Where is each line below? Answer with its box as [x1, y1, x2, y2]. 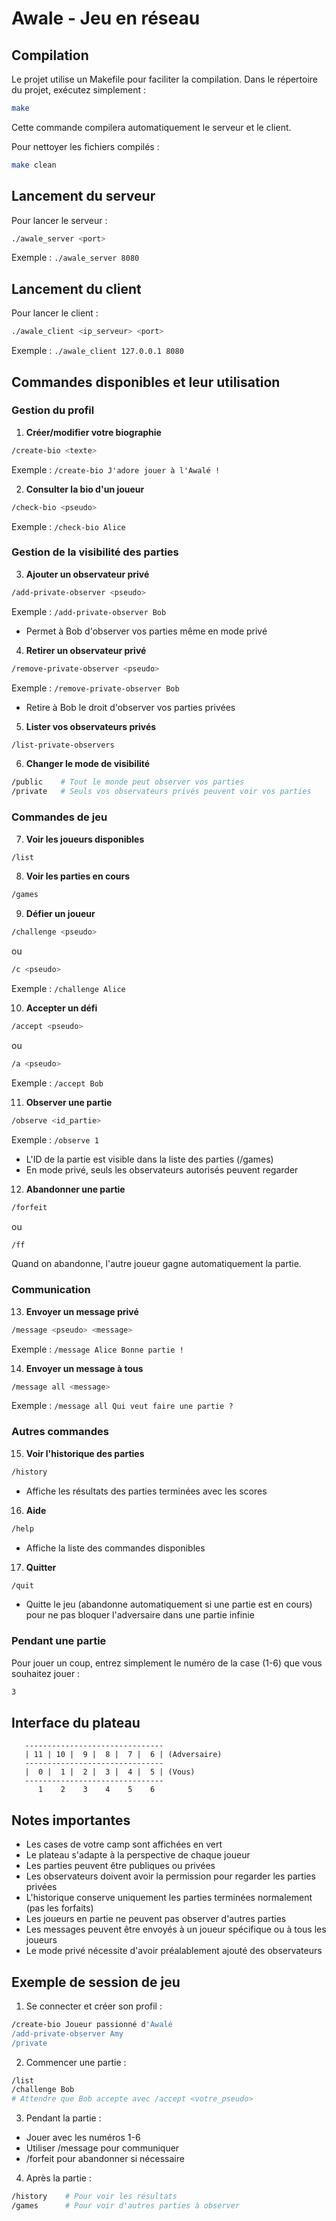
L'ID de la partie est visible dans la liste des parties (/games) [25, 1153, 274, 1165]
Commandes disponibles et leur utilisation [11, 373, 281, 391]
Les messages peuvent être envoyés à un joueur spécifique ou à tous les [25, 1923, 327, 1936]
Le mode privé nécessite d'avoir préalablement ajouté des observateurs [25, 1945, 323, 1957]
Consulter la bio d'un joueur [25, 483, 145, 495]
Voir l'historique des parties [25, 1447, 145, 1459]
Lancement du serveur [11, 188, 156, 205]
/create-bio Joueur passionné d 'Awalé [11, 2019, 173, 2029]
